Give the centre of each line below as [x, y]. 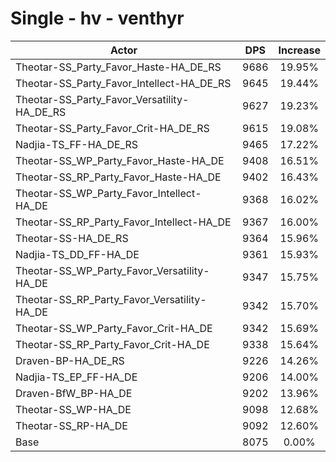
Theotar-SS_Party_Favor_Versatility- [102, 99]
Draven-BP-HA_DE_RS [70, 360]
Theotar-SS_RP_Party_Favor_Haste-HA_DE [118, 177]
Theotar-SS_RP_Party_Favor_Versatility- [111, 299]
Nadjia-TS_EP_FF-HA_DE [76, 377]
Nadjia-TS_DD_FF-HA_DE [77, 254]
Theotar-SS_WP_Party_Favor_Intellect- [108, 193]
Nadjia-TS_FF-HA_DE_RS [76, 144]
